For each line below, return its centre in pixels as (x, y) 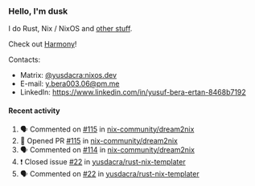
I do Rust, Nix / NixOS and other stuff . (70, 29)
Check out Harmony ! (43, 44)
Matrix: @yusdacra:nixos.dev (68, 75)
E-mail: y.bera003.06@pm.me (70, 84)
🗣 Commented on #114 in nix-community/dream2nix (107, 149)
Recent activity (34, 111)
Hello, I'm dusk (38, 11)
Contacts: (25, 60)
